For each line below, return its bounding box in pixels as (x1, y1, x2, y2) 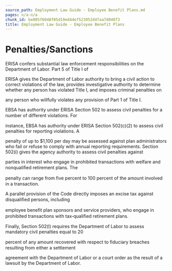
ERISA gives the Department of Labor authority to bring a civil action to (5, 76, 155, 82)
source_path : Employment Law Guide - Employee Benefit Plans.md (5, 7, 145, 13)
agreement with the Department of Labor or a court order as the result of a (5, 255, 163, 261)
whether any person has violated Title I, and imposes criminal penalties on (5, 87, 162, 93)
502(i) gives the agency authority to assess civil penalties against (5, 149, 143, 155)
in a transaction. (5, 181, 39, 187)
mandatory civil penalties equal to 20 (5, 229, 83, 235)
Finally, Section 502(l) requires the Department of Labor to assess (5, 223, 144, 230)
